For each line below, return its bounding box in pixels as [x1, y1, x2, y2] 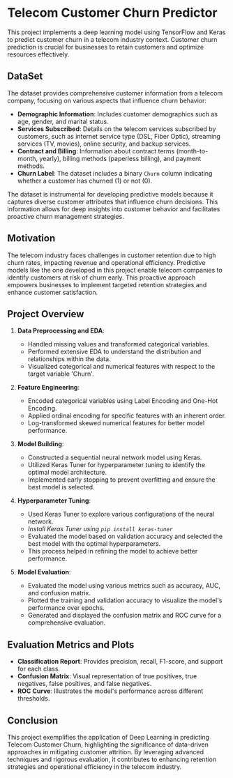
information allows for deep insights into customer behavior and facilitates [7, 204, 220, 213]
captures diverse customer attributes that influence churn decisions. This [7, 197, 218, 206]
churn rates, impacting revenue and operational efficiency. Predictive [7, 258, 206, 266]
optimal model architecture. [27, 468, 107, 477]
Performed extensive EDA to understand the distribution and [27, 347, 202, 356]
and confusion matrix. [27, 589, 91, 597]
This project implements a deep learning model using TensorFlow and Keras [7, 28, 226, 36]
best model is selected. [27, 483, 95, 491]
